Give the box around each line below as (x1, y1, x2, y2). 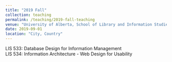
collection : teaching (5, 12, 52, 17)
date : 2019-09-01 (5, 27, 42, 32)
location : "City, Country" (5, 31, 63, 36)
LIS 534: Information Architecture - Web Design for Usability (5, 51, 133, 57)
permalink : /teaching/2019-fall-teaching (5, 17, 95, 22)
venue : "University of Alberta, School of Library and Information (5, 22, 153, 27)
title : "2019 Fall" (5, 7, 47, 13)
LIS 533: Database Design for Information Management (5, 46, 122, 51)
